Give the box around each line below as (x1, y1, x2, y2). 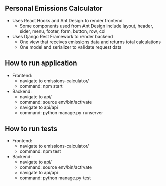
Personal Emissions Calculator (5, 4, 103, 13)
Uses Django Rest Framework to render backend (12, 33, 113, 39)
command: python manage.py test (19, 175, 91, 181)
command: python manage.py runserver (19, 109, 104, 115)
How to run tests (5, 125, 58, 133)
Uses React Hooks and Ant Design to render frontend (12, 17, 123, 23)
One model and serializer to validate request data (19, 44, 122, 50)
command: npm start (19, 83, 63, 89)
